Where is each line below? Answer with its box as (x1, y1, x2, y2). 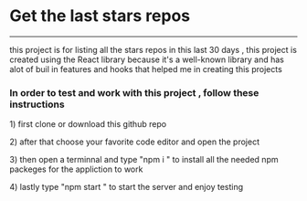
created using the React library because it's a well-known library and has (9, 54, 285, 65)
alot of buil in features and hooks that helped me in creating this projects (9, 63, 283, 74)
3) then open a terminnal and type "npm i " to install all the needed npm (9, 154, 279, 165)
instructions (9, 98, 66, 111)
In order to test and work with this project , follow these (9, 86, 259, 99)
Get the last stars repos (9, 5, 190, 26)
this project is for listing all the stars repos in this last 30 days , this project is (9, 44, 297, 55)
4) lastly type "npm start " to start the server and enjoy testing (9, 182, 244, 193)
